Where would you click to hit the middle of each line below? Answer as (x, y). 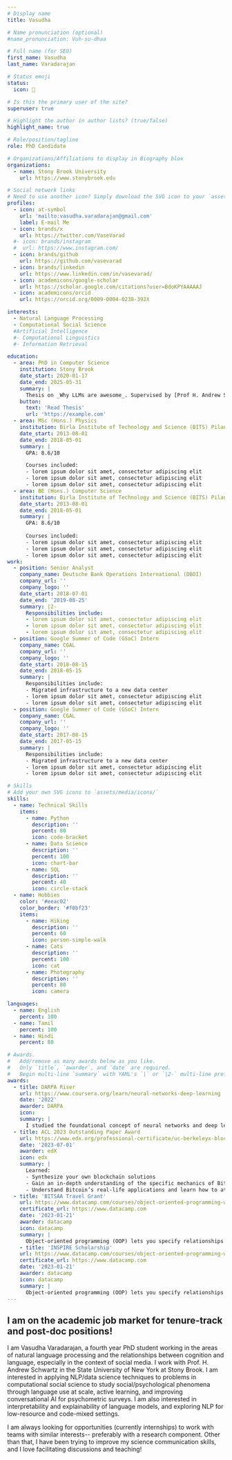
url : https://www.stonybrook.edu (68, 178)
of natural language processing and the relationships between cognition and (116, 1355)
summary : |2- (38, 606)
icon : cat (46, 966)
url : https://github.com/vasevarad (71, 261)
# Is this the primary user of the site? (68, 102)
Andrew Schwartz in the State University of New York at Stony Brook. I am (113, 1370)
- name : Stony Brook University (60, 171)
